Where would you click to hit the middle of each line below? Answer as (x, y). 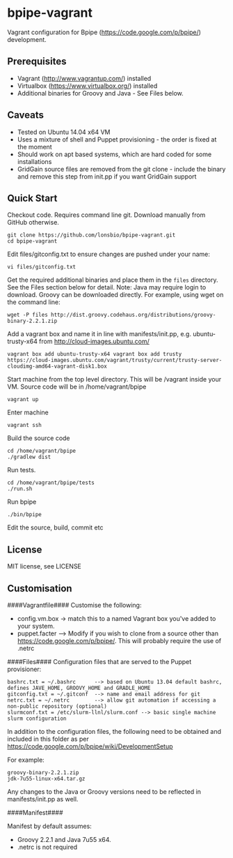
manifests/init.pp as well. (43, 799)
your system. (36, 626)
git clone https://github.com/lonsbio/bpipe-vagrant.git (91, 235)
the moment (34, 146)
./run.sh (20, 489)
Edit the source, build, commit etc (55, 527)
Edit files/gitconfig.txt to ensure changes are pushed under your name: (109, 254)
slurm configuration (37, 718)
